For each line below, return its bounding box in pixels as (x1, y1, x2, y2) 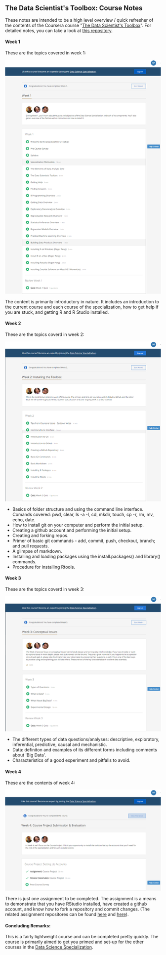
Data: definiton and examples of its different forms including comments (12, 747, 157, 753)
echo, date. (12, 516, 36, 523)
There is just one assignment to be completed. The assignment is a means (5, 895, 157, 901)
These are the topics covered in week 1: (5, 50, 86, 56)
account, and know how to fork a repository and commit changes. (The (5, 906, 150, 912)
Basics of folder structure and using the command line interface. (12, 506, 144, 512)
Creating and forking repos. (12, 532, 69, 538)
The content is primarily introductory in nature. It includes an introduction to (5, 298, 160, 304)
